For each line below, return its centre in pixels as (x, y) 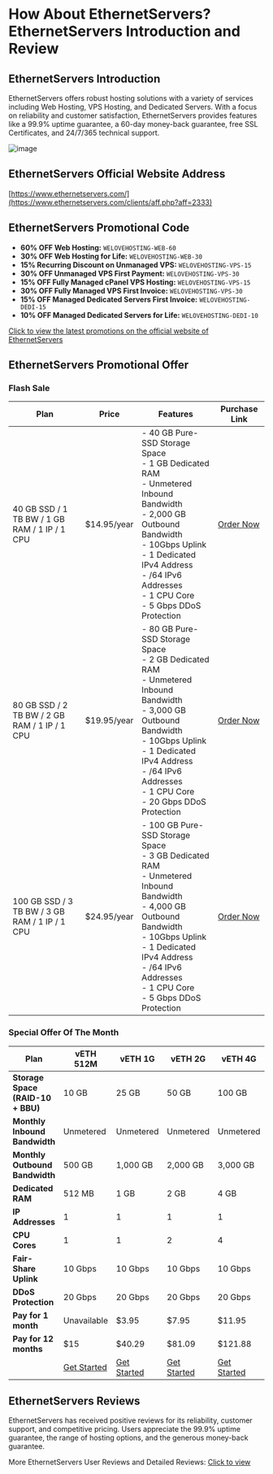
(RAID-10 (32, 1098)
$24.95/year (109, 917)
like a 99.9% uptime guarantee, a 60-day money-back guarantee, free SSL (133, 124)
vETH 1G (138, 1059)
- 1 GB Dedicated (175, 463)
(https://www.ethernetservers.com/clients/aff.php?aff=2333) (110, 202)
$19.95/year (109, 720)
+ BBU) (26, 1108)
